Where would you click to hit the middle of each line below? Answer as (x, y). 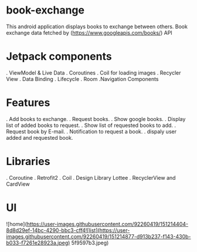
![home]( (17, 224)
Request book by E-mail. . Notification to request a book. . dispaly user (91, 131)
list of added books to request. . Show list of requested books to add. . (91, 125)
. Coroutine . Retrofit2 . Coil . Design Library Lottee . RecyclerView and (91, 177)
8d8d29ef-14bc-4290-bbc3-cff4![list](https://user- (68, 230)
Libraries (28, 162)
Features (28, 103)
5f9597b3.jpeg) (90, 243)
